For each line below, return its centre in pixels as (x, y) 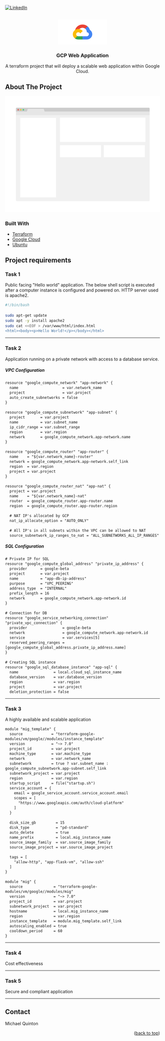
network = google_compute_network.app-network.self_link (69, 461)
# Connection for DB (26, 613)
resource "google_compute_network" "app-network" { (59, 383)
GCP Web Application (82, 55)
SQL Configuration (25, 546)
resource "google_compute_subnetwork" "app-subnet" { (61, 412)
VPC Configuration (25, 370)
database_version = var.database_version (56, 677)
